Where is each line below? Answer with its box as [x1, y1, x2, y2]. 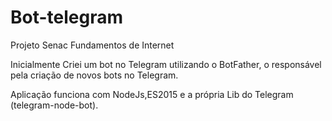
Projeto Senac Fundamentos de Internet [10, 39, 175, 51]
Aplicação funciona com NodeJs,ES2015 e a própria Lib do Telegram [10, 88, 294, 100]
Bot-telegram [10, 6, 124, 29]
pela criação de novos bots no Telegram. [10, 69, 179, 81]
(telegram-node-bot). [10, 99, 99, 111]
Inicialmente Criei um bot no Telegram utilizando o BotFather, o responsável [10, 58, 322, 70]
